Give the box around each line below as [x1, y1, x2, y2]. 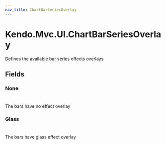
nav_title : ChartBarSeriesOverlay [5, 7, 77, 12]
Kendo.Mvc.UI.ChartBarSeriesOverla [5, 28, 162, 40]
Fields [5, 70, 25, 78]
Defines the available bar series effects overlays [5, 56, 104, 62]
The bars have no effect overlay [5, 103, 71, 109]
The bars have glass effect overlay [5, 134, 76, 140]
